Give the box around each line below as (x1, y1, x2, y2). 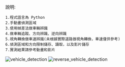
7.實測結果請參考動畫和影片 (5, 47, 56, 52)
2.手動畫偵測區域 (5, 20, 37, 25)
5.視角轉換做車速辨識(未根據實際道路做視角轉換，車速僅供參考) (5, 37, 120, 42)
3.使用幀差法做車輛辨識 (5, 26, 48, 31)
